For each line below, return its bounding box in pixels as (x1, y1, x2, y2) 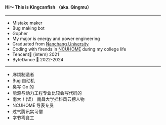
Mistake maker (12, 20, 43, 26)
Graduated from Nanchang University (12, 41, 89, 47)
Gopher (12, 31, 28, 37)
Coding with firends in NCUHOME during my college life (12, 46, 126, 52)
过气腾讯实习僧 (12, 109, 43, 115)
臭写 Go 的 (12, 84, 34, 90)
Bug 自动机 (12, 78, 35, 83)
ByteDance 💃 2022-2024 (12, 57, 64, 63)
